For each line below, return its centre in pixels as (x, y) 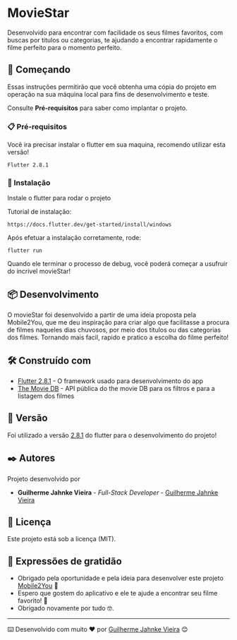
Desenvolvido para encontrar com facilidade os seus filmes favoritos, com (115, 32)
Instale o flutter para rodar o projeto (59, 198)
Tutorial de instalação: (39, 212)
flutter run (25, 251)
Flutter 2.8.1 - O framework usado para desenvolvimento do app (110, 381)
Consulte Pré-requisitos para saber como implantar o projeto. (98, 108)
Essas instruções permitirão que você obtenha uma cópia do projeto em (112, 87)
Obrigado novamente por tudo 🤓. (66, 608)
